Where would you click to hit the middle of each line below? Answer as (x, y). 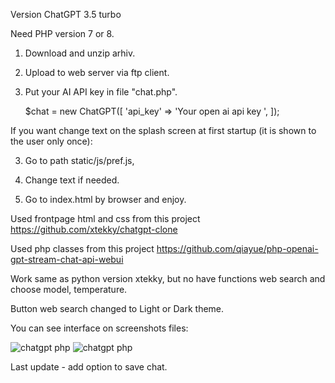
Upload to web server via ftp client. (97, 72)
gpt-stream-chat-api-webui (67, 259)
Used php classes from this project (82, 248)
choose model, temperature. (69, 289)
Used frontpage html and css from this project (105, 218)
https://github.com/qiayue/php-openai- (237, 248)
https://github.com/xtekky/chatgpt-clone (94, 229)
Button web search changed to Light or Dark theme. (117, 308)
